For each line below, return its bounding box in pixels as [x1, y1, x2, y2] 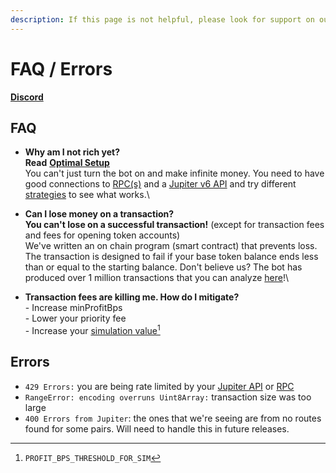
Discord [10, 91, 44, 103]
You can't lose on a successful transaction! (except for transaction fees [24, 219, 325, 231]
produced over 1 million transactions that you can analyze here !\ [24, 272, 289, 284]
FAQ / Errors [10, 57, 113, 80]
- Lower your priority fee [24, 312, 127, 325]
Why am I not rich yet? [24, 146, 121, 158]
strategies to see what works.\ [24, 189, 150, 201]
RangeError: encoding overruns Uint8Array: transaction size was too [24, 391, 312, 403]
